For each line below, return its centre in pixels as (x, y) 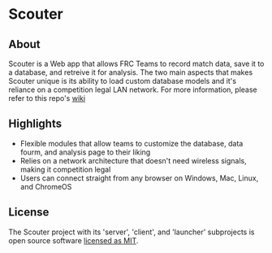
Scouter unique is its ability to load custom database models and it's (123, 81)
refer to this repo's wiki (47, 98)
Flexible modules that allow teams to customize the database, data (132, 143)
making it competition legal (65, 169)
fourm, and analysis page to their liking (85, 152)
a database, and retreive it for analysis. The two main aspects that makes (131, 72)
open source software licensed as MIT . (73, 240)
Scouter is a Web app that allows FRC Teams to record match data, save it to (136, 63)
